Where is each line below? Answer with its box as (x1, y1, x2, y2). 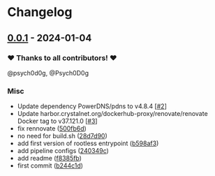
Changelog (7, 4, 73, 20)
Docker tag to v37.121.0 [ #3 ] (17, 117, 98, 126)
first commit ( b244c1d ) (17, 161, 84, 170)
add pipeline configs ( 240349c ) (17, 147, 110, 155)
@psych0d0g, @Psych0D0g (7, 68, 89, 77)
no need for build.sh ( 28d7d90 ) (17, 132, 108, 140)
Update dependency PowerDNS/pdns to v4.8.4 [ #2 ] (17, 102, 168, 110)
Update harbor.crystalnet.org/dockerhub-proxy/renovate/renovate (17, 110, 208, 118)
